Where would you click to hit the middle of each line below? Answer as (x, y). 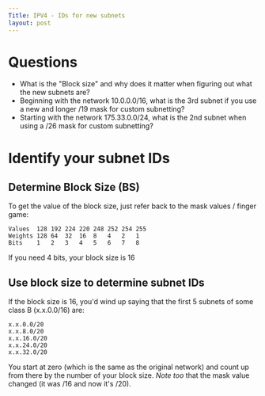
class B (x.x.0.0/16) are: (46, 310)
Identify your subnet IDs (89, 158)
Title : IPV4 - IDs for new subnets (67, 15)
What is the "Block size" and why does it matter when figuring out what (136, 84)
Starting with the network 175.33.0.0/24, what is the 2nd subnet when (133, 118)
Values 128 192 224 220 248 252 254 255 (78, 229)
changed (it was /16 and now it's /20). (70, 384)
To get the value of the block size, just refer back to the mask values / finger (132, 206)
